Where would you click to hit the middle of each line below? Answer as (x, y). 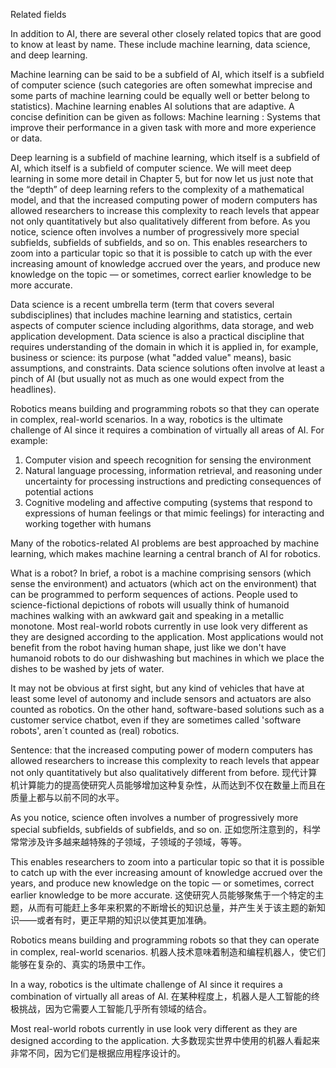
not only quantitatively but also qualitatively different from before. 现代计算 (164, 772)
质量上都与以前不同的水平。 (67, 797)
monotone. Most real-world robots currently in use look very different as (159, 626)
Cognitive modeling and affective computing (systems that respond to (168, 502)
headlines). (33, 389)
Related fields (38, 14)
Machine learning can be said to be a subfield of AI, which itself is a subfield (167, 74)
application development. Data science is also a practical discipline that (157, 336)
